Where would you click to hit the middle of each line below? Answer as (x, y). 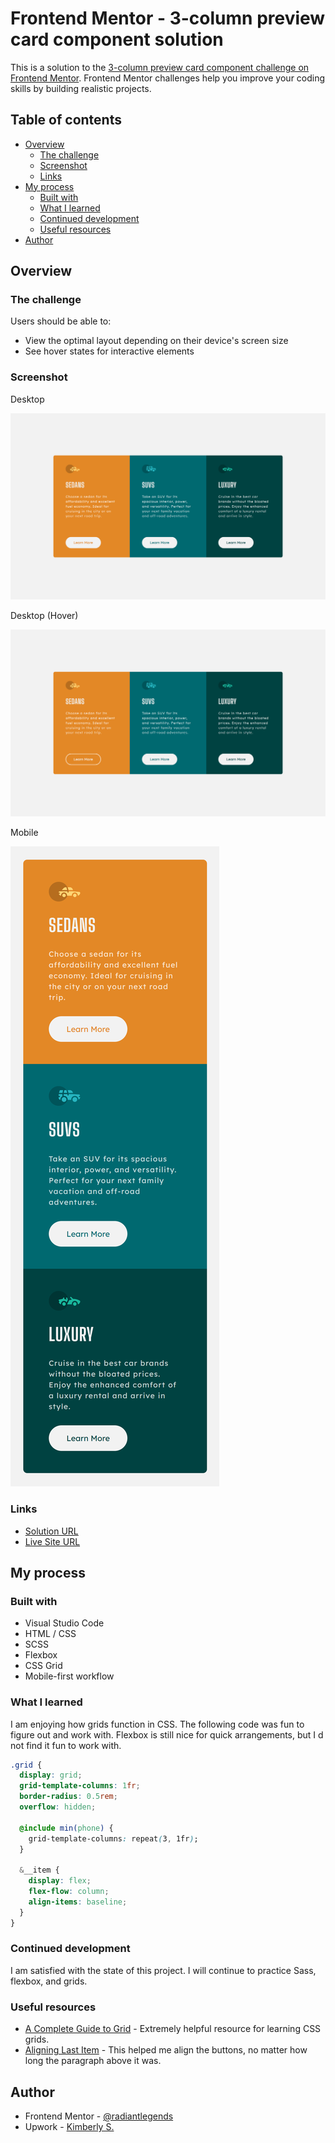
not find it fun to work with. (66, 1745)
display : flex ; (60, 1881)
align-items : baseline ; (78, 1902)
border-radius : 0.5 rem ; (68, 1797)
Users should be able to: (61, 321)
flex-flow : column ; (69, 1892)
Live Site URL (52, 1541)
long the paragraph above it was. (93, 2061)
